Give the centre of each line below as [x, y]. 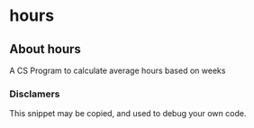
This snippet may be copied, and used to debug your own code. [128, 114]
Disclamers [35, 94]
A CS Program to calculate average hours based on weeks [118, 70]
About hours [45, 49]
